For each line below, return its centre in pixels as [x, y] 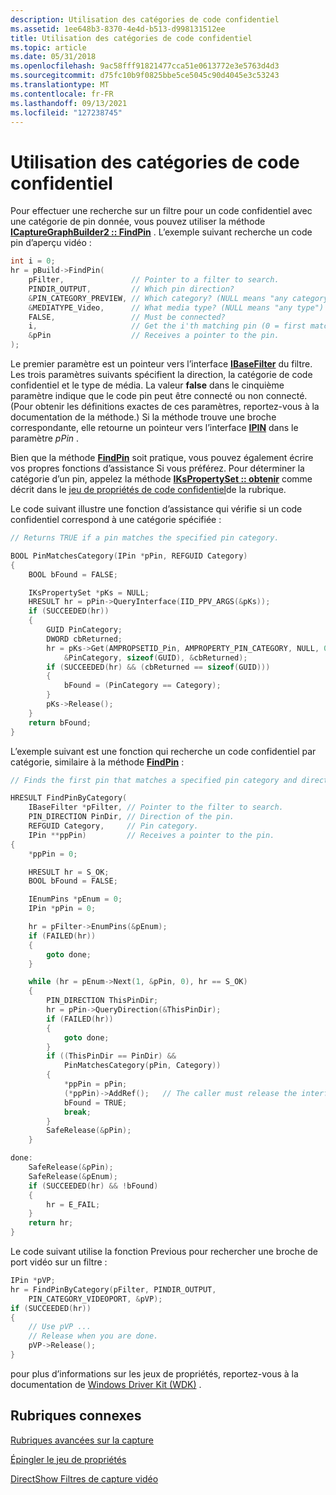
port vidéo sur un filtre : [59, 1262]
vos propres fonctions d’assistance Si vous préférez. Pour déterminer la [157, 468]
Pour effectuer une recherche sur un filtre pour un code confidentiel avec [161, 211]
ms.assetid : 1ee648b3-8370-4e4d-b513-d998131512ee [118, 29]
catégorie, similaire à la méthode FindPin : [97, 762]
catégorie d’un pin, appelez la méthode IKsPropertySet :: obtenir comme [161, 479]
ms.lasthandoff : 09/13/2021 [69, 103]
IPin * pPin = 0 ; [62, 909]
